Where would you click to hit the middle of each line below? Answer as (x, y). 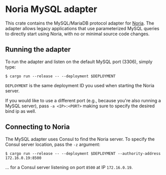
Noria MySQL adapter (51, 9)
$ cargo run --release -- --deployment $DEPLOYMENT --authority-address (83, 153)
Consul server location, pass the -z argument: (53, 144)
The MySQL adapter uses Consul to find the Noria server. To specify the (80, 139)
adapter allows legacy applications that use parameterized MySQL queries (82, 28)
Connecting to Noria (37, 127)
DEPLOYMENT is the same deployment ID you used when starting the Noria (80, 85)
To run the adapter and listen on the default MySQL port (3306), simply (79, 62)
